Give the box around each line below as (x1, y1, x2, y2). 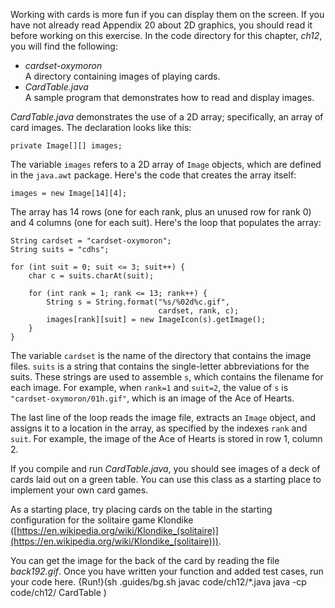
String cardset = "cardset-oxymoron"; (10, 236, 172, 246)
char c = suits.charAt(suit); (28, 271, 155, 281)
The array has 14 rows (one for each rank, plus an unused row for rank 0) (10, 206, 312, 218)
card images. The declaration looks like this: (10, 122, 192, 133)
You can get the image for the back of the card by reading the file (10, 555, 280, 566)
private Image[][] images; (10, 141, 123, 151)
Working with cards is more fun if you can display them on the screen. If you (10, 9, 325, 20)
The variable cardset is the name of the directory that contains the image (10, 350, 312, 361)
